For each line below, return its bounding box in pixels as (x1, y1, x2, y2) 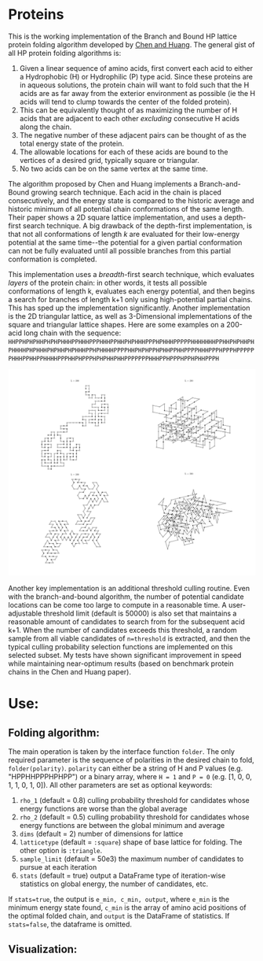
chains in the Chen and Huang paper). (8, 667, 132, 677)
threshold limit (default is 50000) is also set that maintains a (43, 608, 237, 619)
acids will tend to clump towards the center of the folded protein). (19, 97, 232, 106)
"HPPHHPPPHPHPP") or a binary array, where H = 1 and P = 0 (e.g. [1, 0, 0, (8, 772, 253, 782)
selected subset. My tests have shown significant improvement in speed (8, 651, 242, 660)
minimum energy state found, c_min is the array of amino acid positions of (8, 903, 247, 912)
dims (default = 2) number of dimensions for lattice (19, 829, 184, 839)
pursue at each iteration (19, 863, 97, 872)
